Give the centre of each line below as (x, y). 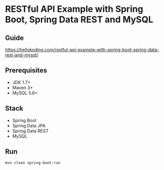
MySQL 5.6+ (25, 93)
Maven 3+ (22, 87)
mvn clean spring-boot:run (33, 163)
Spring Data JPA (29, 126)
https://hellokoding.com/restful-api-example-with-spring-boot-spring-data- (82, 50)
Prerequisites (26, 70)
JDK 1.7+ (21, 82)
